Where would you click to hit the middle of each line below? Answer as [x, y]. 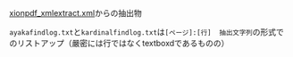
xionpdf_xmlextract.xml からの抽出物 [75, 13]
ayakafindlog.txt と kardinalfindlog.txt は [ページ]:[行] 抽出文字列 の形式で [146, 32]
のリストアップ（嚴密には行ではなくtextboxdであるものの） [119, 43]
